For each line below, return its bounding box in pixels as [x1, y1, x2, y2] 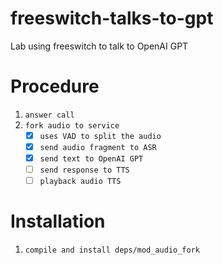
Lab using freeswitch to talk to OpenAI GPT [10, 40, 189, 52]
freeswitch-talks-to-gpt [10, 7, 214, 30]
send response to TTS [39, 165, 130, 176]
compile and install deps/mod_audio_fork [24, 245, 200, 256]
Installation [10, 210, 106, 233]
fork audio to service [24, 120, 120, 131]
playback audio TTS [39, 177, 122, 187]
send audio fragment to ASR [39, 142, 157, 152]
